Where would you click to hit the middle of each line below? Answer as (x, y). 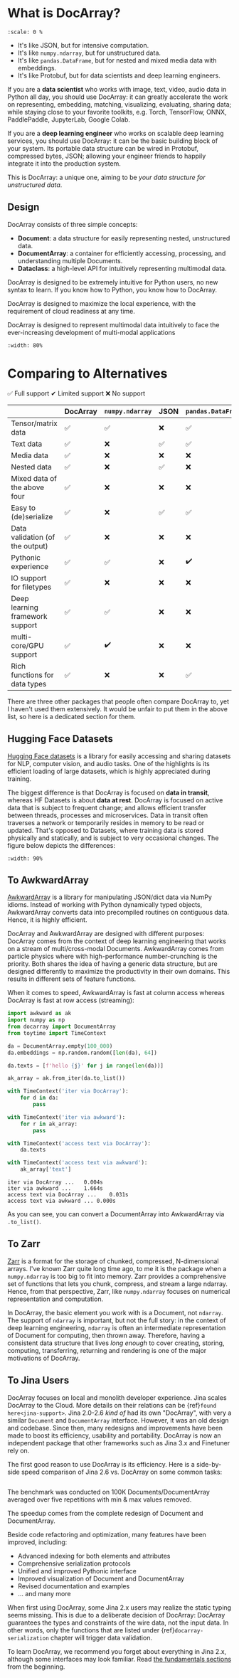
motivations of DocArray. (44, 1358)
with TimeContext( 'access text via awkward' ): (78, 1163)
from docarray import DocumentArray (62, 1027)
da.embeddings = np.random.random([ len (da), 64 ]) (83, 1053)
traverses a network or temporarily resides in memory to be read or (106, 822)
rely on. (18, 1450)
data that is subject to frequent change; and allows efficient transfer (107, 807)
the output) (30, 546)
